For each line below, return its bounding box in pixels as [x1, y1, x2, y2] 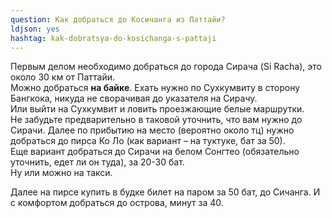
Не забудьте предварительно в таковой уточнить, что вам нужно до [10, 114, 303, 126]
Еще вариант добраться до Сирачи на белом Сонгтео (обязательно [10, 146, 300, 158]
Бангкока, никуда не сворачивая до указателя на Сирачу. [10, 92, 258, 105]
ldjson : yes [10, 24, 60, 34]
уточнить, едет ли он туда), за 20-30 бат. [10, 156, 185, 168]
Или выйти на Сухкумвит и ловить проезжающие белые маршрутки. [10, 103, 305, 115]
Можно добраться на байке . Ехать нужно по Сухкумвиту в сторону [10, 82, 301, 94]
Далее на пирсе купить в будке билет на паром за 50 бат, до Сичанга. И [10, 186, 321, 198]
